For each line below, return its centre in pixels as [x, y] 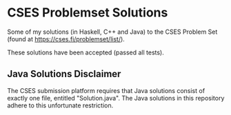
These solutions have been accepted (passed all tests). [86, 52]
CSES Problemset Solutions [88, 13]
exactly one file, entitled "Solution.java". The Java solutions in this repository [116, 98]
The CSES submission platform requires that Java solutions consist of [106, 90]
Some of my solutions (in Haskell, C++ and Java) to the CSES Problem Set [112, 32]
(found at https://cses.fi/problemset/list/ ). [66, 39]
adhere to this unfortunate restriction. [60, 105]
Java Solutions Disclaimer [64, 74]
